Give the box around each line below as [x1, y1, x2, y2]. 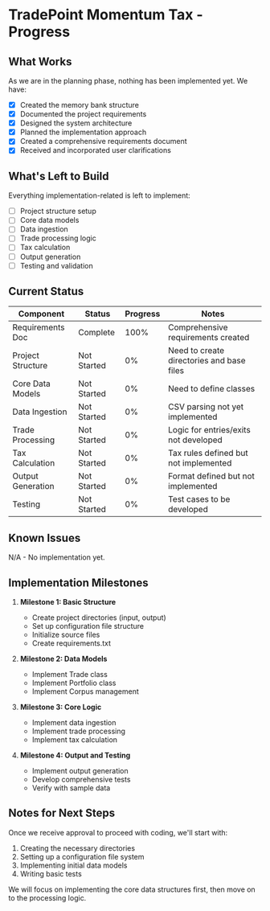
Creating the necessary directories [19, 843, 135, 853]
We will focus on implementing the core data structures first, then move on [8, 884, 256, 894]
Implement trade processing [31, 726, 126, 737]
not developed [168, 434, 223, 445]
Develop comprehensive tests [31, 774, 131, 785]
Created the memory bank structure [19, 101, 139, 109]
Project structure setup [19, 207, 96, 216]
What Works [8, 55, 72, 68]
